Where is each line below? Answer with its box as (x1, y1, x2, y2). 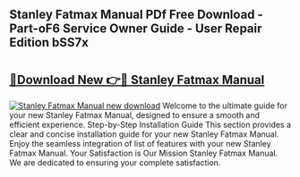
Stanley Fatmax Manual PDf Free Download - (9, 7, 264, 22)
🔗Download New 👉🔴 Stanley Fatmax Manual (9, 72, 265, 88)
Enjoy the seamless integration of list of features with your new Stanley (9, 139, 271, 148)
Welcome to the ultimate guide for (162, 100, 288, 111)
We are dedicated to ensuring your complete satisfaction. (9, 157, 221, 168)
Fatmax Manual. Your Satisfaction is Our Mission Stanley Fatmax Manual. (9, 147, 279, 158)
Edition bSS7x (9, 35, 90, 50)
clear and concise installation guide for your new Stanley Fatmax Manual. (9, 129, 279, 139)
